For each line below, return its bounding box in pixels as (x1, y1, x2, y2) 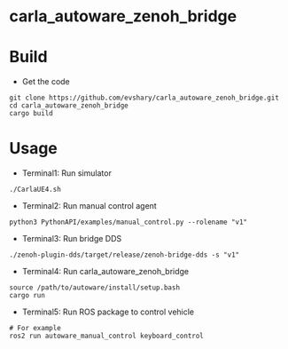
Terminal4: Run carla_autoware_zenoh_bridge (21, 266, 190, 277)
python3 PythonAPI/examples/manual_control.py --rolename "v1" (9, 218, 248, 227)
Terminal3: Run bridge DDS (21, 234, 122, 244)
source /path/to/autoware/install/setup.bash (9, 283, 180, 292)
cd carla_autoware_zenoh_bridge (9, 101, 128, 110)
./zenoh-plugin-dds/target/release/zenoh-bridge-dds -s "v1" (9, 250, 240, 259)
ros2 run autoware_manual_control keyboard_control (9, 331, 204, 341)
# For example (9, 324, 62, 333)
